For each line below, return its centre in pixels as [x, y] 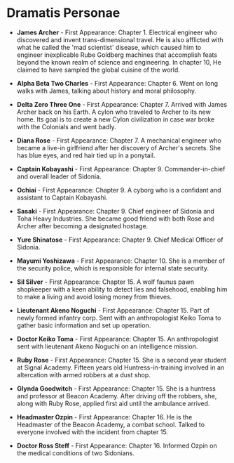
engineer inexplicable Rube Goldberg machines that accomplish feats [117, 55]
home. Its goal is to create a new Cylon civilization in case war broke [116, 119]
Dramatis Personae [63, 13]
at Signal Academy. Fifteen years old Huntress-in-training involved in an [121, 367]
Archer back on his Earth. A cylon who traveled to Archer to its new [113, 112]
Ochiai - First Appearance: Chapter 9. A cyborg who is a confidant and [119, 190]
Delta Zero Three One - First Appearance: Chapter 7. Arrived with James [122, 104]
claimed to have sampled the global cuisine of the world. [98, 70]
